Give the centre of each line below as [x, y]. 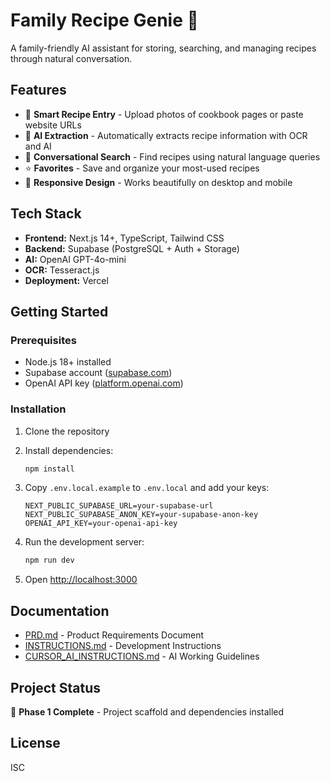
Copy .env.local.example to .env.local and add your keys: [147, 488]
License [35, 743]
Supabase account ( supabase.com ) [98, 373]
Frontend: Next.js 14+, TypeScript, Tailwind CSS [124, 238]
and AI [38, 146]
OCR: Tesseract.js [62, 270]
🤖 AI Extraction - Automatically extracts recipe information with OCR [166, 135]
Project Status [56, 687]
